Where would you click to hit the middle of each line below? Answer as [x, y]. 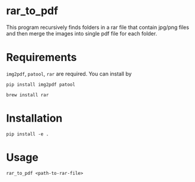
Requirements [41, 58]
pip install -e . [28, 134]
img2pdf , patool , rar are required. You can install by [69, 74]
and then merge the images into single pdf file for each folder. [81, 33]
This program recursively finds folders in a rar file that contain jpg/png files [98, 27]
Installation [34, 118]
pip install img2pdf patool [41, 84]
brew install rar [28, 95]
